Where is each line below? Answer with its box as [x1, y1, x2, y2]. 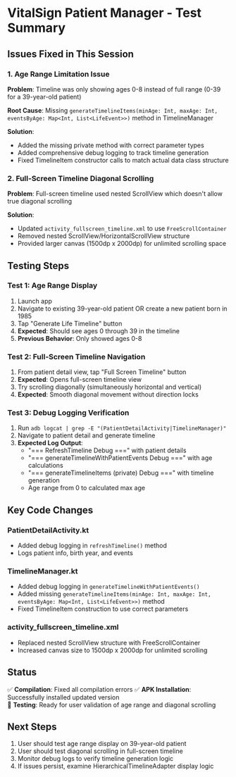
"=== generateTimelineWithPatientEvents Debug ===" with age [27, 454, 213, 462]
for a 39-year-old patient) [7, 92, 82, 101]
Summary [7, 20, 66, 36]
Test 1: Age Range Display [7, 280, 98, 290]
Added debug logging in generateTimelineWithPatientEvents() [17, 583, 200, 591]
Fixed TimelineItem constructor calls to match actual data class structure [17, 156, 229, 164]
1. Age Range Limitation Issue [7, 69, 110, 79]
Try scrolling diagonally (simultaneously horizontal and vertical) [17, 383, 202, 392]
